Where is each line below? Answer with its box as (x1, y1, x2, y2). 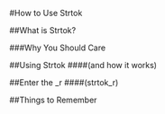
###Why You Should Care (9, 42, 106, 53)
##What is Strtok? (9, 25, 77, 35)
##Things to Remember (9, 94, 97, 105)
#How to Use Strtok (9, 8, 83, 18)
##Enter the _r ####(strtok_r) (9, 77, 119, 88)
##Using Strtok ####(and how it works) (9, 60, 158, 70)
